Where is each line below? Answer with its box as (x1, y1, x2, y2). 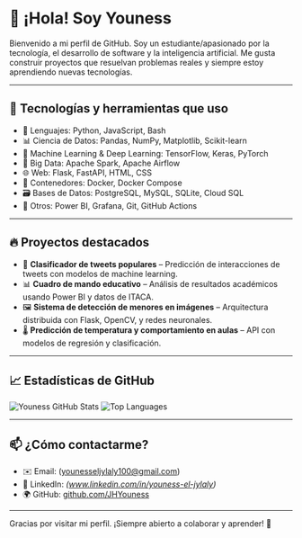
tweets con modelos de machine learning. (22, 268, 178, 279)
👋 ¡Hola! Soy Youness (9, 8, 173, 29)
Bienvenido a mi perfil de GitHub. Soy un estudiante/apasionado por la (9, 38, 270, 49)
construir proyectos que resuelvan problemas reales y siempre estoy (9, 57, 264, 67)
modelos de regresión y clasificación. (22, 337, 162, 348)
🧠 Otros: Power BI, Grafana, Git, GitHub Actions (22, 200, 198, 211)
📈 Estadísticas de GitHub (9, 372, 155, 388)
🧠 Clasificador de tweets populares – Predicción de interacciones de (22, 258, 280, 269)
